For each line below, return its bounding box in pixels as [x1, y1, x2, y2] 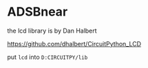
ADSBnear [7, 4, 68, 20]
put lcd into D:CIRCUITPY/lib [7, 52, 88, 61]
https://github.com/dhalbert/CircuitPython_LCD [7, 39, 142, 48]
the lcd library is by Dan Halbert [7, 27, 98, 35]
